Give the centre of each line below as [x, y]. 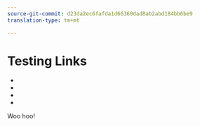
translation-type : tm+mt [44, 20]
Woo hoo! [21, 116]
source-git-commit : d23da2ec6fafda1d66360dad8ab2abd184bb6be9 [100, 14]
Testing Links [47, 61]
